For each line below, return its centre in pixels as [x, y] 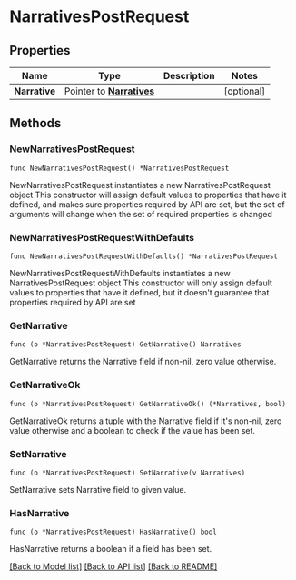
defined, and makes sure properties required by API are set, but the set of [148, 204]
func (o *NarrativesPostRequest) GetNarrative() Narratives [126, 345]
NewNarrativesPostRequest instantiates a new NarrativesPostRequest [140, 185]
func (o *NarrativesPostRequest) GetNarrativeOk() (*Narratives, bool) [148, 404]
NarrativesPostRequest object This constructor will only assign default [141, 283]
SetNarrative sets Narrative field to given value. [98, 489]
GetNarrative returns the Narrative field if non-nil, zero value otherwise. [143, 362]
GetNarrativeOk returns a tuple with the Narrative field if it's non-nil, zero [146, 421]
